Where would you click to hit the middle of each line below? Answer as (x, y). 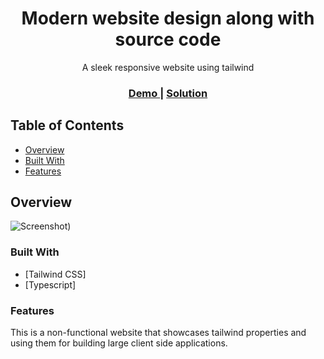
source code (168, 39)
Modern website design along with (168, 18)
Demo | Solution (168, 93)
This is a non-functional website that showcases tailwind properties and (158, 333)
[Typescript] (50, 284)
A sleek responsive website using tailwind (168, 67)
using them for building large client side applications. (119, 343)
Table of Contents (67, 125)
